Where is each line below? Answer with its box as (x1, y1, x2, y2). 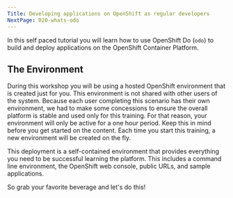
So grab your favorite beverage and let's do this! (7, 183, 146, 192)
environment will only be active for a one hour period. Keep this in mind (7, 119, 212, 128)
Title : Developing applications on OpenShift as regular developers (7, 10, 210, 17)
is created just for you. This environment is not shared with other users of (7, 89, 218, 98)
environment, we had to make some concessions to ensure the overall (7, 104, 208, 112)
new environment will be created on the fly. (7, 134, 131, 142)
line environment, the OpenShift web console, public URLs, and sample (7, 162, 211, 171)
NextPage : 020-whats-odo (7, 17, 79, 24)
